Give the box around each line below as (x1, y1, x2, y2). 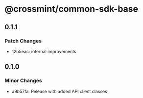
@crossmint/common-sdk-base (4, 3, 138, 15)
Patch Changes (4, 38, 42, 44)
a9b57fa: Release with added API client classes (11, 88, 107, 94)
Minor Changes (4, 77, 42, 84)
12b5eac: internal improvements (11, 48, 76, 54)
